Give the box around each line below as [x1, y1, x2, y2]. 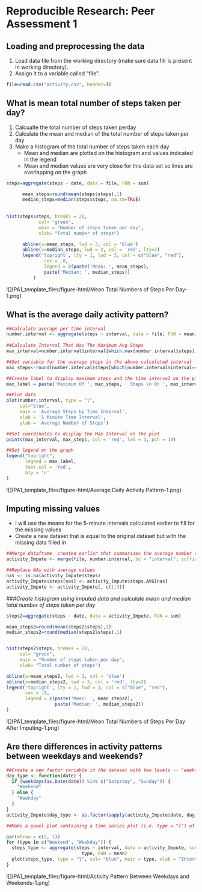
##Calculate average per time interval [6, 326, 106, 332]
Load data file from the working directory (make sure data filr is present [14, 57, 192, 64]
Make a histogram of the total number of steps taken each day [14, 143, 170, 150]
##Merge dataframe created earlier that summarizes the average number [6, 551, 192, 557]
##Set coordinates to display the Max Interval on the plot [6, 431, 161, 437]
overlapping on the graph [23, 168, 87, 176]
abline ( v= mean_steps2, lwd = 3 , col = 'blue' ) [6, 673, 125, 679]
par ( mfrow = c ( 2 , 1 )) [6, 833, 61, 840]
